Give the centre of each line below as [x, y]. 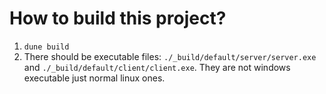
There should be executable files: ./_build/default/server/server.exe [170, 56]
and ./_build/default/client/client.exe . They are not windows [157, 67]
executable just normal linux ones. [94, 78]
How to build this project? [118, 18]
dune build [46, 47]
